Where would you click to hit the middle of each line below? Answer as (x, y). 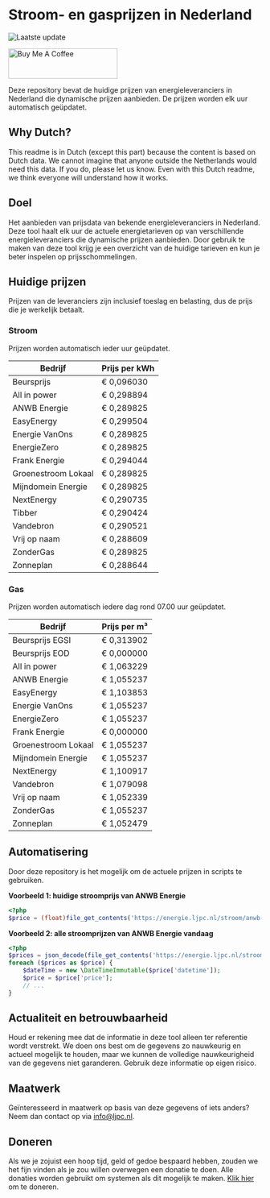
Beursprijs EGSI (42, 640)
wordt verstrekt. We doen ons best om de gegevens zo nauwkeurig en (125, 1046)
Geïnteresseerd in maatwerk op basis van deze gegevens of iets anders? (129, 1108)
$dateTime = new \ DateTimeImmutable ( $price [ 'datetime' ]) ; (122, 971)
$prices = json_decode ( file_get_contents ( (80, 955)
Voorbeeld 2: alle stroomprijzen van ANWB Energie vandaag (111, 933)
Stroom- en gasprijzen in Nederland (130, 15)
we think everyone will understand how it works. (88, 177)
